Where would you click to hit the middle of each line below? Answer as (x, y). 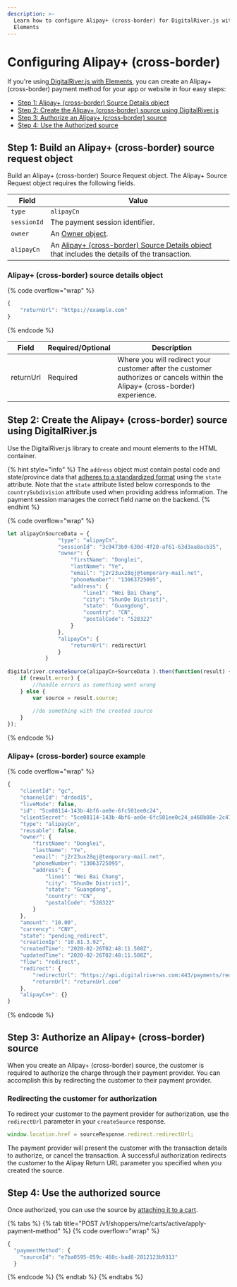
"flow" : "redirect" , (50, 962)
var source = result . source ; (75, 698)
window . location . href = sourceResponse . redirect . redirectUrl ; (101, 1135)
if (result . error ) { (50, 679)
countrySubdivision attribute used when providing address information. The (117, 491)
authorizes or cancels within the (170, 378)
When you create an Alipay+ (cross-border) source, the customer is (106, 1065)
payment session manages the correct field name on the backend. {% (109, 499)
